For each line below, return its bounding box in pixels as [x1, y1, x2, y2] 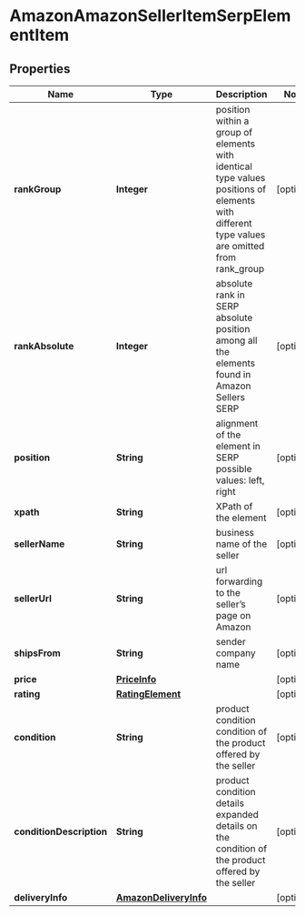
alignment [215, 418, 259, 429]
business [215, 527, 255, 539]
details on [215, 820, 258, 832]
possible [215, 463, 252, 475]
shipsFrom [14, 647, 61, 659]
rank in [215, 288, 245, 301]
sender [215, 636, 247, 648]
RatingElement [116, 688, 182, 700]
